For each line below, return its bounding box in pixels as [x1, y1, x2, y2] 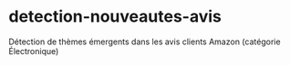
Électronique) [8, 45, 59, 56]
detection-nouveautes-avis [8, 6, 223, 27]
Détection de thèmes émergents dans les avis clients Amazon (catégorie [8, 36, 281, 47]
